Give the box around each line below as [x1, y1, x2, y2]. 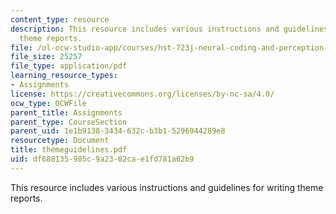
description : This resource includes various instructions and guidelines [10, 24, 329, 34]
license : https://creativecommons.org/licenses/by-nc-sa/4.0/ [10, 89, 275, 99]
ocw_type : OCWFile [10, 98, 87, 108]
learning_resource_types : [10, 71, 118, 81]
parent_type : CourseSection [10, 117, 128, 127]
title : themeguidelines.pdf [10, 145, 128, 155]
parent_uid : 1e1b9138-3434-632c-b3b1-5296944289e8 [10, 126, 226, 136]
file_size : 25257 [10, 52, 83, 62]
